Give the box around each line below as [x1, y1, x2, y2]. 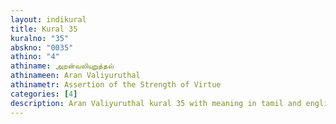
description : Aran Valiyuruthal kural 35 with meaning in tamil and [10, 98, 302, 108]
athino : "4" [10, 52, 60, 62]
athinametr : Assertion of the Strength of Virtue [10, 80, 222, 90]
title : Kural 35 [10, 24, 78, 34]
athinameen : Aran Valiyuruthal [10, 71, 141, 81]
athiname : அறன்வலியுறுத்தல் [10, 61, 115, 71]
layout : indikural [10, 14, 87, 25]
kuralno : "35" [10, 33, 70, 43]
